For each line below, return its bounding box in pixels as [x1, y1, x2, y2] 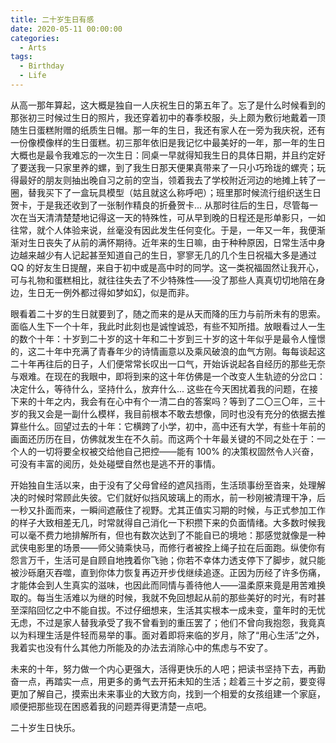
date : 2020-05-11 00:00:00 [10, 24, 123, 34]
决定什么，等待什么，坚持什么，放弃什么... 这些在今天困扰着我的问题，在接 [10, 382, 319, 395]
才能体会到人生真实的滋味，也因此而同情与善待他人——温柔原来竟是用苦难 [10, 579, 317, 591]
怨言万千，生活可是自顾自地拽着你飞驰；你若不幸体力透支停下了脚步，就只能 [10, 554, 326, 566]
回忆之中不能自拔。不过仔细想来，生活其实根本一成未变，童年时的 [36, 604, 308, 616]
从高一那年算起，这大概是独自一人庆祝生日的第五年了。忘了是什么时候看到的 [10, 99, 326, 111]
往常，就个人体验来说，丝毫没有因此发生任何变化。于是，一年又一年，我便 [10, 224, 317, 236]
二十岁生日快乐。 [10, 721, 81, 733]
